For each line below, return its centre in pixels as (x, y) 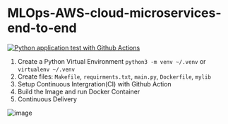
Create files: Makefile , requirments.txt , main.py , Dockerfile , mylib (114, 77)
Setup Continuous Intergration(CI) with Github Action (94, 84)
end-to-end (42, 28)
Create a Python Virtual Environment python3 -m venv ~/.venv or (112, 61)
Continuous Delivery (47, 99)
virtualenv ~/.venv (46, 69)
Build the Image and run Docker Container (79, 91)
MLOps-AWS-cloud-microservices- (114, 13)
